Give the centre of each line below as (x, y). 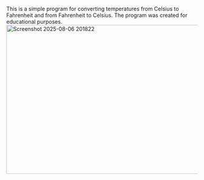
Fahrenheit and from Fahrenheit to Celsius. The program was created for (97, 15)
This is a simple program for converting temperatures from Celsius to (93, 9)
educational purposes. (34, 22)
